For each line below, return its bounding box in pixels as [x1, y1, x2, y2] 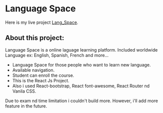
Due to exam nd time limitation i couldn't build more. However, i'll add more [5, 98, 159, 104]
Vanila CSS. [12, 88, 36, 94]
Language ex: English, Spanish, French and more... [5, 52, 109, 58]
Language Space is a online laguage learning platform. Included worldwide [5, 47, 158, 53]
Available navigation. [12, 67, 55, 73]
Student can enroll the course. [12, 72, 74, 78]
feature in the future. [5, 103, 48, 109]
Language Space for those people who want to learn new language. [12, 61, 151, 67]
